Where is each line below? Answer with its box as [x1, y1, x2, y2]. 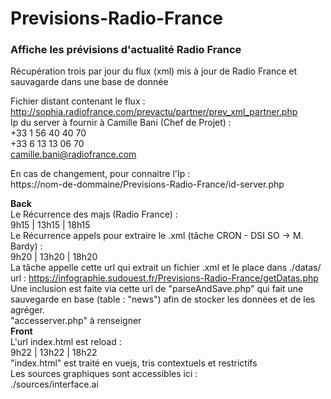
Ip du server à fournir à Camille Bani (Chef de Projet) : [10, 117, 232, 129]
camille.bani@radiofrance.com [10, 148, 137, 161]
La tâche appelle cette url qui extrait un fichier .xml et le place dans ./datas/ [10, 262, 322, 274]
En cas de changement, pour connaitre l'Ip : [10, 168, 191, 180]
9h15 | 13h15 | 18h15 [10, 219, 91, 231]
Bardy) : [10, 240, 43, 252]
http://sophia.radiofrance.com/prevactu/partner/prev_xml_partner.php [10, 106, 298, 118]
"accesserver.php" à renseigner [10, 315, 142, 327]
